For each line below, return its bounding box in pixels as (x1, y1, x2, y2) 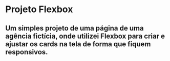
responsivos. (5, 47, 48, 56)
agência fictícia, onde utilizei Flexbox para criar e (5, 32, 165, 40)
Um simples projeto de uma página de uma (5, 24, 144, 33)
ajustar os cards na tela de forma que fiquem (5, 40, 151, 48)
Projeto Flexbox (5, 4, 73, 15)
